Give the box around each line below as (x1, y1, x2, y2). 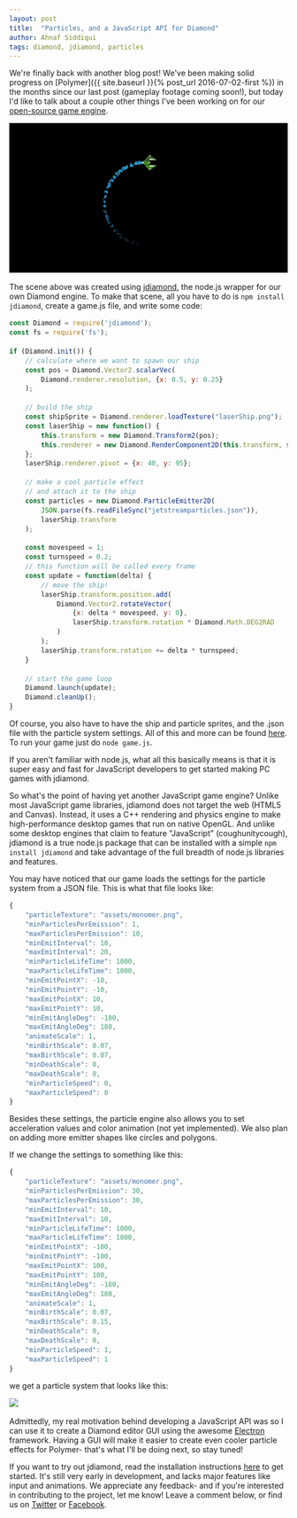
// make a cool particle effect (25, 478, 144, 487)
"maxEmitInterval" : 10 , (25, 1215, 113, 1224)
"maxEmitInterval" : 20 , (25, 948, 113, 957)
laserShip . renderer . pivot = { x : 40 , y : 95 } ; (25, 459, 192, 468)
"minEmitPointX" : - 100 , (25, 1242, 113, 1252)
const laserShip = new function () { (25, 421, 161, 430)
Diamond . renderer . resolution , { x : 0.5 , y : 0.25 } (41, 375, 224, 384)
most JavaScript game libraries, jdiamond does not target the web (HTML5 (9, 800, 281, 810)
